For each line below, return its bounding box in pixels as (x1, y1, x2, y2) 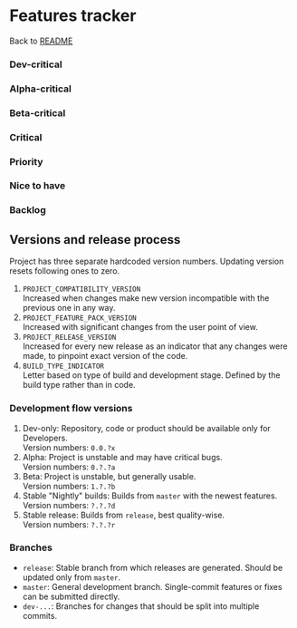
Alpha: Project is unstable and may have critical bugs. (22, 451, 224, 462)
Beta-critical (9, 106, 66, 119)
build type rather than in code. (22, 380, 136, 391)
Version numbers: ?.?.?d (22, 499, 116, 510)
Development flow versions (9, 402, 133, 415)
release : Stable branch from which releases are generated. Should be (22, 562, 283, 573)
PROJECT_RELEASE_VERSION (22, 333, 117, 343)
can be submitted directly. (22, 591, 120, 602)
